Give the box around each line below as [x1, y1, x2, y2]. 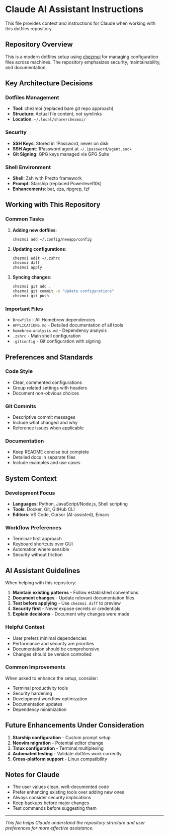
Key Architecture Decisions [5, 79, 93, 88]
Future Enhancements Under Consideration [5, 721, 144, 730]
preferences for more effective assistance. [5, 825, 94, 831]
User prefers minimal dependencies [12, 635, 87, 641]
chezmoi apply [12, 265, 42, 270]
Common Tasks [5, 215, 44, 222]
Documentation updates [12, 701, 63, 707]
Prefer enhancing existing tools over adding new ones [12, 789, 125, 795]
